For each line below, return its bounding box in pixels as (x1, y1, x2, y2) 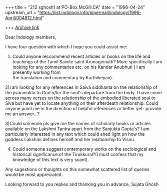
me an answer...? (5, 111, 40, 117)
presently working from (12, 69, 61, 75)
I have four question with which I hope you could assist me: (5, 44, 127, 49)
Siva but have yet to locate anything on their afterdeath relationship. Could (5, 100, 158, 106)
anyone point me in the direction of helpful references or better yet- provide (5, 106, 161, 111)
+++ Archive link (5, 24, 39, 30)
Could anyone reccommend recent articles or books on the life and (12, 53, 151, 59)
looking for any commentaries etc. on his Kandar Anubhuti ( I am (12, 64, 145, 70)
